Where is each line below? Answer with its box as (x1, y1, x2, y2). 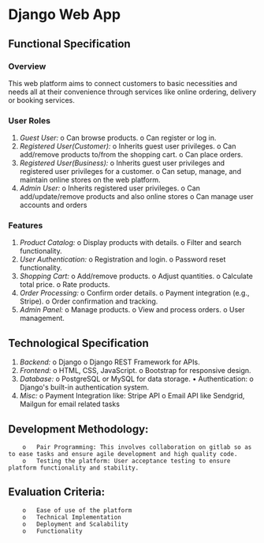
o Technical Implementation (22, 513, 122, 521)
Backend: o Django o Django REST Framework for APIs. (19, 357, 200, 367)
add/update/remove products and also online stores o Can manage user (19, 192, 254, 202)
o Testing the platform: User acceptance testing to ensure (22, 457, 231, 466)
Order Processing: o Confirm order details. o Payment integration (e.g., (19, 288, 250, 298)
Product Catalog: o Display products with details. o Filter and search (19, 238, 242, 247)
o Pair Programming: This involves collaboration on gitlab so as (22, 443, 252, 451)
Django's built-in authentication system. (19, 383, 150, 392)
